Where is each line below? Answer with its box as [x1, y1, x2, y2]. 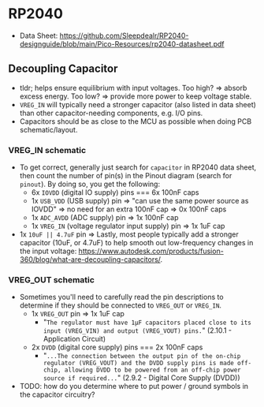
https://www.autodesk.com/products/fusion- [78, 246, 225, 256]
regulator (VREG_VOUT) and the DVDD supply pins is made [43, 360, 234, 368]
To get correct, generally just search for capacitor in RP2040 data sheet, [19, 162, 257, 172]
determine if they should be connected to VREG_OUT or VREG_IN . [19, 301, 222, 310]
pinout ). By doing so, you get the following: [19, 179, 160, 189]
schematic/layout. [19, 125, 78, 134]
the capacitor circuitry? [19, 390, 95, 399]
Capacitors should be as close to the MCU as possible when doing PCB [19, 116, 252, 126]
